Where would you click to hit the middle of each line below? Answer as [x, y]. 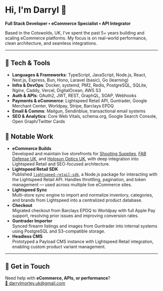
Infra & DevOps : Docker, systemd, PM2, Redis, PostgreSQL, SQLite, [80, 85]
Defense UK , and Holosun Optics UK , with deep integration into [75, 159]
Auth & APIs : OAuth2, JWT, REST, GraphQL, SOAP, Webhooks [74, 95]
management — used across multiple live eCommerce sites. [72, 184]
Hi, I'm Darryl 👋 [36, 10]
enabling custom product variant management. [59, 246]
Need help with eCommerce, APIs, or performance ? [58, 278]
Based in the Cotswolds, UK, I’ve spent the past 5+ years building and [75, 33]
